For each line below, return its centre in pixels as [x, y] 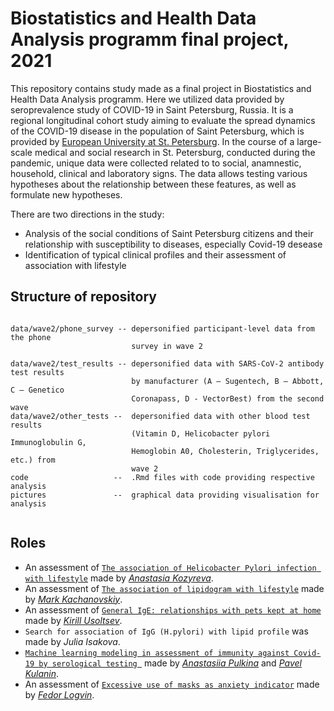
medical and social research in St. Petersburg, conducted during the [175, 152]
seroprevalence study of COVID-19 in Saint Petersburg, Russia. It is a [152, 109]
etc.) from [33, 460]
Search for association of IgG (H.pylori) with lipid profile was [166, 631]
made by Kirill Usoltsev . [73, 620]
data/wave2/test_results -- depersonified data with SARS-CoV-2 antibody [167, 363]
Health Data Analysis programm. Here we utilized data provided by [147, 99]
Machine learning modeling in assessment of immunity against [157, 653]
